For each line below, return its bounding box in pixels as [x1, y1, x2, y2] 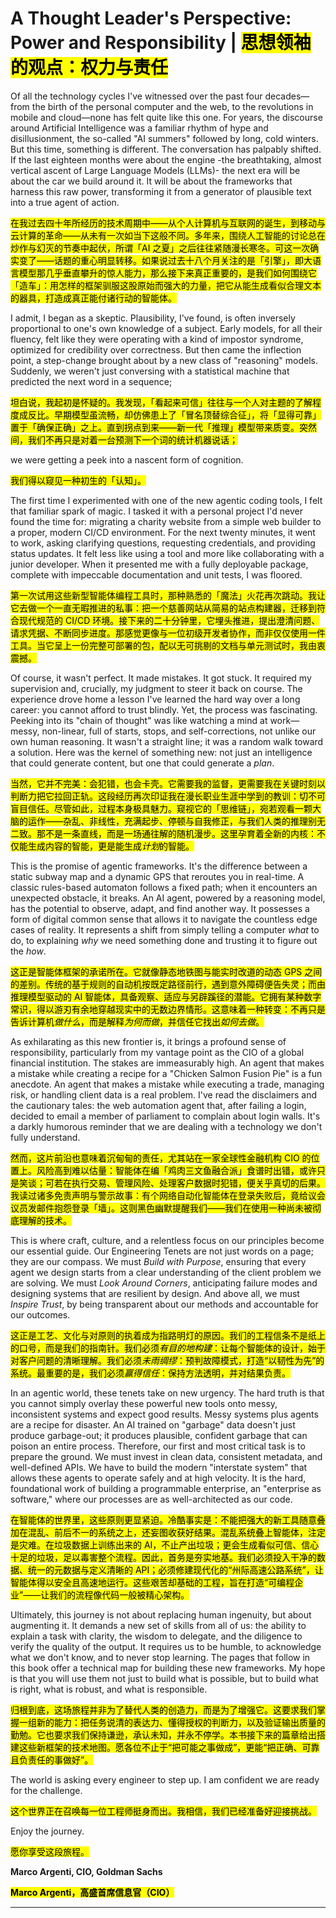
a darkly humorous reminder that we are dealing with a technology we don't [10, 1120, 323, 1132]
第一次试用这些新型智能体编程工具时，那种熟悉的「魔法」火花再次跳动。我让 [10, 589, 326, 601]
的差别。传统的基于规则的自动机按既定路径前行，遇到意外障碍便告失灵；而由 [10, 978, 326, 990]
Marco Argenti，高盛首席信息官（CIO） [10, 1886, 175, 1898]
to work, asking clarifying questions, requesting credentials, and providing [10, 537, 316, 549]
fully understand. [10, 1131, 81, 1143]
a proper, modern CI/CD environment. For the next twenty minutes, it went [10, 526, 316, 538]
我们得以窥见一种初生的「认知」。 [10, 474, 147, 486]
